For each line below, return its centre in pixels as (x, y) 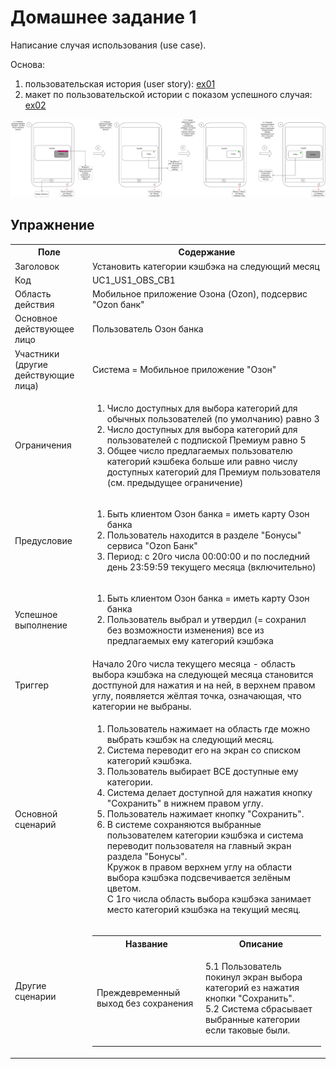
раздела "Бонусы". (147, 856)
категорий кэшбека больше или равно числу (202, 461)
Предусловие (43, 540)
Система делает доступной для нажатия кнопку (209, 792)
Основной (36, 813)
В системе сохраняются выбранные (184, 824)
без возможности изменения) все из (185, 630)
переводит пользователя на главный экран (199, 845)
